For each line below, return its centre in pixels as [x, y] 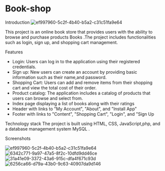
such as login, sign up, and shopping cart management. [62, 42]
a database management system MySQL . [48, 128]
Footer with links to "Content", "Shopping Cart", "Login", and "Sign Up [83, 114]
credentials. [24, 67]
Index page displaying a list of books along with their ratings [73, 103]
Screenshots [18, 138]
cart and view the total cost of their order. [54, 87]
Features [14, 52]
